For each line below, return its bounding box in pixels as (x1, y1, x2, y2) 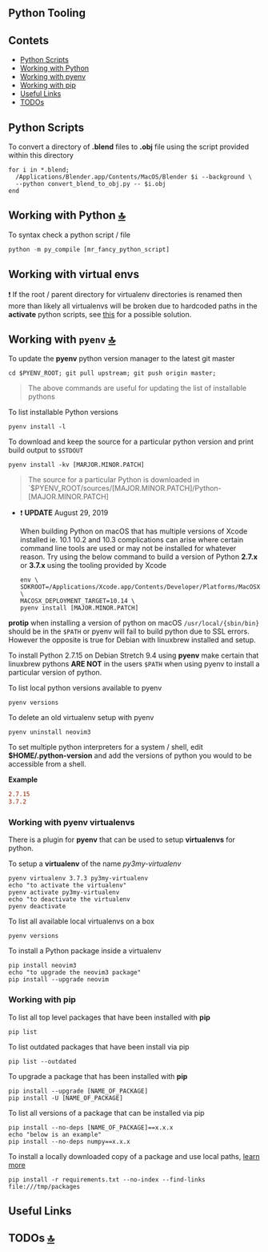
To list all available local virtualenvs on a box (8, 916, 154, 926)
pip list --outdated (8, 1057, 78, 1065)
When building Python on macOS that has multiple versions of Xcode (19, 526, 248, 536)
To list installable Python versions (8, 408, 118, 417)
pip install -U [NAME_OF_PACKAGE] (8, 1093, 124, 1102)
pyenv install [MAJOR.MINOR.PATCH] (19, 604, 139, 612)
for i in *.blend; (8, 166, 70, 175)
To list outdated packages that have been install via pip (8, 1041, 190, 1052)
